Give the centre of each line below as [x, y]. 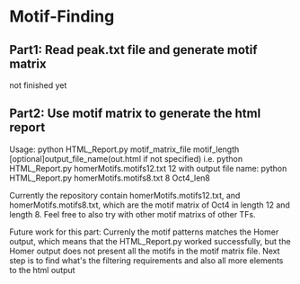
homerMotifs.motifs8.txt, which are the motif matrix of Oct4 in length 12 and [150, 205]
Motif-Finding [62, 17]
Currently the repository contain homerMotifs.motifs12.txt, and [125, 195]
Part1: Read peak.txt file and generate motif [133, 50]
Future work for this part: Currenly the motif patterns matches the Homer [144, 232]
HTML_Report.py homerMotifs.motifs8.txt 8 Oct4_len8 [110, 178]
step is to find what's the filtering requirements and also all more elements [146, 260]
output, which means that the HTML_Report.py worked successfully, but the [150, 241]
